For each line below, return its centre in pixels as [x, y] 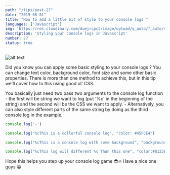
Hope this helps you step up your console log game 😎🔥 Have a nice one [81, 161]
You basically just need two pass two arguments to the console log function [84, 93]
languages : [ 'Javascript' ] [34, 24]
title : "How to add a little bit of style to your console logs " [77, 19]
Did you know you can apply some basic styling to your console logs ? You [83, 67]
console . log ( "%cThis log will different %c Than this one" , [70, 152]
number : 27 [17, 39]
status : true [19, 43]
